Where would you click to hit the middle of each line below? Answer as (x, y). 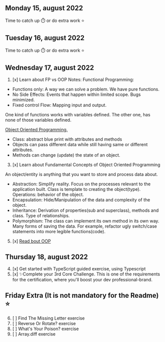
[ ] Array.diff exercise (34, 334)
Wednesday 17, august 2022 (50, 68)
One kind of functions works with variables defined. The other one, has (78, 115)
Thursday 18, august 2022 (47, 257)
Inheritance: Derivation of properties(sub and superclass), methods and (85, 210)
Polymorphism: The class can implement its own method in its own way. (86, 221)
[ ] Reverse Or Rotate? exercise (44, 324)
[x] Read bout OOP (31, 241)
